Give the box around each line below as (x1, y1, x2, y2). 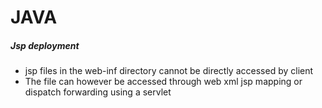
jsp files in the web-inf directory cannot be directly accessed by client (24, 65, 314, 77)
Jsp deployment (10, 39, 80, 51)
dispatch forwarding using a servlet (24, 86, 172, 98)
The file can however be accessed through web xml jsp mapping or (24, 76, 303, 88)
